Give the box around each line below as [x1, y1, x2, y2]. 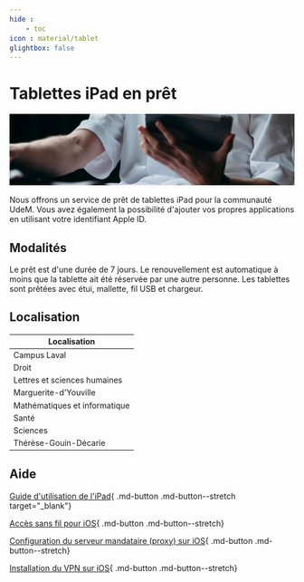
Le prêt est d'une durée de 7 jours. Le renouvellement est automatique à [9, 264, 279, 275]
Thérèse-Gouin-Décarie [13, 438, 106, 449]
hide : [9, 15, 34, 24]
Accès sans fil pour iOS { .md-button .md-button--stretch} [9, 518, 224, 529]
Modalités [9, 240, 68, 256]
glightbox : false [9, 44, 75, 53]
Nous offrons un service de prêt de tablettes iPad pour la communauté [9, 195, 273, 206]
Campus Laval [13, 349, 66, 360]
